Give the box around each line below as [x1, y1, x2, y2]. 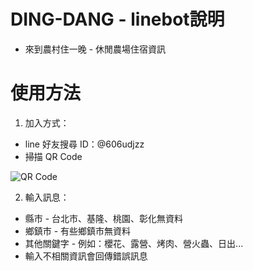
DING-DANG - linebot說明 [10, 8, 225, 31]
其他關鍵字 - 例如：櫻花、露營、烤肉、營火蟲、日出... [24, 237, 244, 249]
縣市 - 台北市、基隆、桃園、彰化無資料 [24, 212, 184, 224]
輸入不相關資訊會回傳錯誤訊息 [24, 250, 148, 262]
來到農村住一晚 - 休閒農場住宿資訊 [24, 43, 167, 55]
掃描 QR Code [24, 150, 83, 162]
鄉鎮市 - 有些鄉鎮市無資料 [24, 225, 132, 237]
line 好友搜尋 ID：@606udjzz [24, 138, 145, 150]
